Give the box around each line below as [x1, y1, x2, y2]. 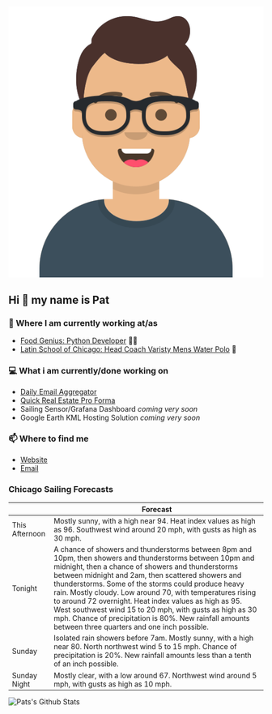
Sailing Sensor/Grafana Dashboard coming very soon [19, 404, 198, 413]
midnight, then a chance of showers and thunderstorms [53, 562, 239, 571]
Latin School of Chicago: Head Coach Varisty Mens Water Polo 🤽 [19, 344, 237, 354]
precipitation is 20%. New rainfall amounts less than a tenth [53, 651, 253, 661]
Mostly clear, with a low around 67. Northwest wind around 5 [53, 670, 257, 680]
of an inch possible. [53, 659, 119, 669]
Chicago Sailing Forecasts [8, 483, 113, 494]
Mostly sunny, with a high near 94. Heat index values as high [53, 515, 257, 525]
